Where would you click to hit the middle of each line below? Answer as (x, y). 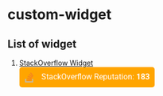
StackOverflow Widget (56, 63)
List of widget (42, 44)
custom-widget (60, 15)
